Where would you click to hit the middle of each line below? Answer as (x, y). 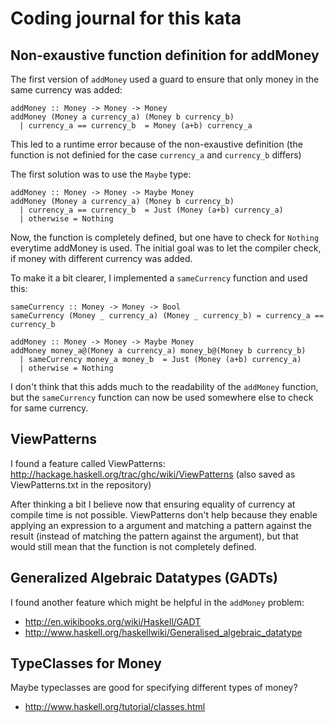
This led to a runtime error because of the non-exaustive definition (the (156, 144)
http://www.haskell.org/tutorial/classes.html (115, 707)
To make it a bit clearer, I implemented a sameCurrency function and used (159, 278)
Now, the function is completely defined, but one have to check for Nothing (165, 237)
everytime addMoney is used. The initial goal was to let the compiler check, (166, 248)
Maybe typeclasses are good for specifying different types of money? (154, 688)
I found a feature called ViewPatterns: (88, 463)
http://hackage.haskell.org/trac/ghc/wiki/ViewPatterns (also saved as (153, 474)
